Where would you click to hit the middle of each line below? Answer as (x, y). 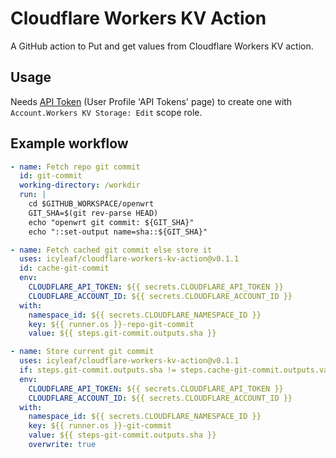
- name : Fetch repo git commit (75, 167)
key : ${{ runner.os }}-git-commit (100, 426)
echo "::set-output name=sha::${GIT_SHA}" (118, 232)
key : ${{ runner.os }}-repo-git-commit (111, 324)
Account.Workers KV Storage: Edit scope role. (106, 112)
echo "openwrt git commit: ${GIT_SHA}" (111, 222)
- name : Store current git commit (82, 352)
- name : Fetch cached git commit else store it (111, 250)
